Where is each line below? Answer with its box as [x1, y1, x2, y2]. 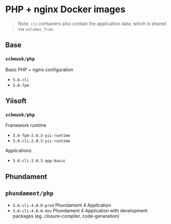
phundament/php [5, 190, 54, 197]
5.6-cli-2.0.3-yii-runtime [12, 139, 70, 144]
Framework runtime [5, 122, 47, 128]
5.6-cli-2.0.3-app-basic [12, 159, 66, 164]
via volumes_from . [17, 26, 55, 32]
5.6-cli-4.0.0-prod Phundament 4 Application [12, 202, 111, 208]
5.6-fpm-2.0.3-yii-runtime [12, 133, 70, 139]
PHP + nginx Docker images [5, 4, 126, 15]
